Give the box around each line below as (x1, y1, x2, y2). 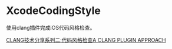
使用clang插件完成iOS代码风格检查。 (6, 24, 95, 31)
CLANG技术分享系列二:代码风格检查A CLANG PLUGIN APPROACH (6, 36, 166, 43)
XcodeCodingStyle (6, 4, 101, 17)
